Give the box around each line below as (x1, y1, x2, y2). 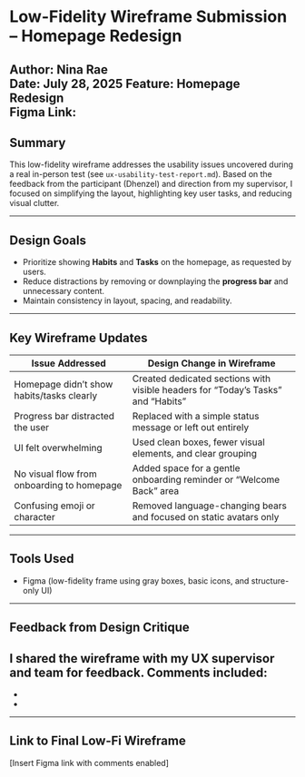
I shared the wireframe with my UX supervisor (9, 651, 275, 666)
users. (22, 266, 47, 278)
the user (14, 421, 50, 434)
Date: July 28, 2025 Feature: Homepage (9, 75, 241, 92)
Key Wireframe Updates (9, 329, 148, 346)
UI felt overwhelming (14, 442, 103, 455)
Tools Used (9, 551, 74, 566)
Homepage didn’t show (14, 379, 113, 391)
